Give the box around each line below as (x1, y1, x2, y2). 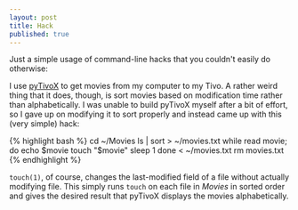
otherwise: (9, 63, 49, 74)
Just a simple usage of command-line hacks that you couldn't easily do (9, 54, 271, 65)
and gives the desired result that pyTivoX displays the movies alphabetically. (9, 190, 289, 201)
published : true (9, 29, 69, 38)
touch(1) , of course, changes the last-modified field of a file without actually (9, 172, 290, 182)
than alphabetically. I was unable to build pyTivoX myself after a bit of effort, (9, 100, 288, 110)
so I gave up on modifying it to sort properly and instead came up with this (9, 109, 282, 120)
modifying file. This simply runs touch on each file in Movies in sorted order (9, 182, 286, 192)
